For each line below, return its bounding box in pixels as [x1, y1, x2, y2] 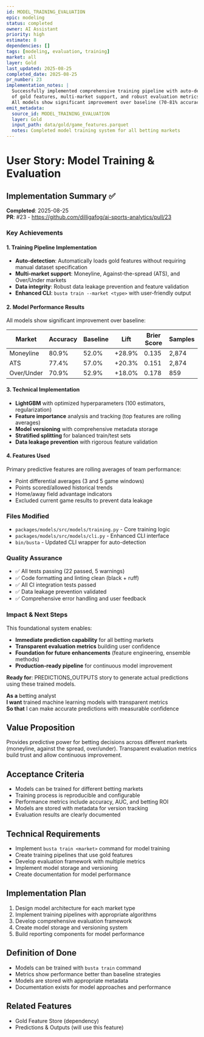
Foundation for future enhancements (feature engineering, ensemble [15, 649, 191, 656]
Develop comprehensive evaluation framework [15, 917, 132, 925]
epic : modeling [6, 15, 45, 21]
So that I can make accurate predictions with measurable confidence [6, 705, 179, 712]
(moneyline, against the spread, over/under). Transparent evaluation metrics [6, 745, 197, 753]
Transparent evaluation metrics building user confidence [15, 643, 160, 650]
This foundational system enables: [6, 624, 92, 632]
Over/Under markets [15, 277, 67, 284]
